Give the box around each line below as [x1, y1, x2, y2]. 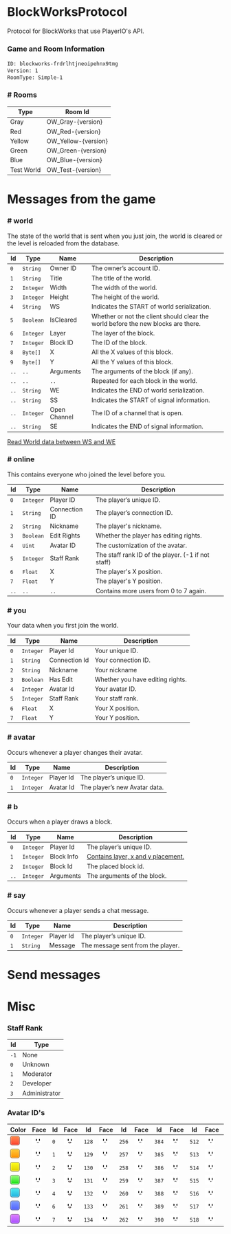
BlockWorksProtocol [7, 4, 128, 20]
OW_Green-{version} [46, 146, 107, 155]
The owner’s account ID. [91, 264, 160, 272]
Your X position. [94, 704, 140, 712]
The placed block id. [87, 862, 144, 870]
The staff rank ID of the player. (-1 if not [96, 551, 210, 559]
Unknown [22, 1060, 49, 1068]
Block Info [49, 852, 79, 861]
